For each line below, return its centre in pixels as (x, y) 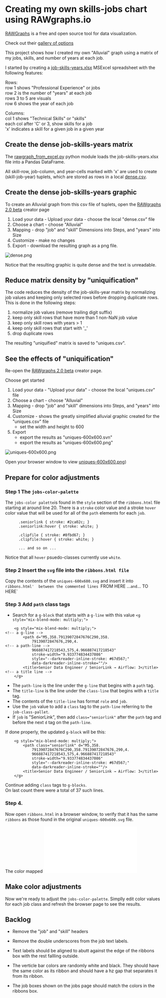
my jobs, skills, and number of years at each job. (55, 58)
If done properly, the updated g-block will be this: (55, 732)
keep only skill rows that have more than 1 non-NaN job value (75, 318)
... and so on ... (37, 548)
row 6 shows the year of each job (39, 103)
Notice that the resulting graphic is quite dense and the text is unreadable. (81, 265)
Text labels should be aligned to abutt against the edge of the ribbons (83, 951)
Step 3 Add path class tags (38, 604)
